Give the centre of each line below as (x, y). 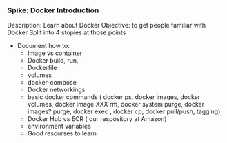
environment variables (59, 126)
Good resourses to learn (62, 133)
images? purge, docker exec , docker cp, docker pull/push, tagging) (124, 111)
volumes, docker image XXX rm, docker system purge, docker (116, 104)
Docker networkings (56, 90)
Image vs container (55, 53)
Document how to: (43, 46)
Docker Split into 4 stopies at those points (67, 32)
